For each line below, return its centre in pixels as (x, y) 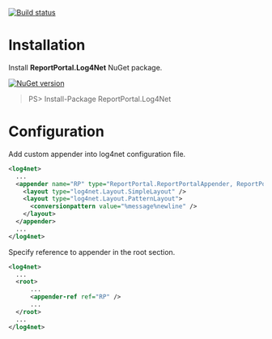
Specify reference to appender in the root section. (92, 252)
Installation (47, 45)
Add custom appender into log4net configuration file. (97, 154)
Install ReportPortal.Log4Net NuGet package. (85, 67)
